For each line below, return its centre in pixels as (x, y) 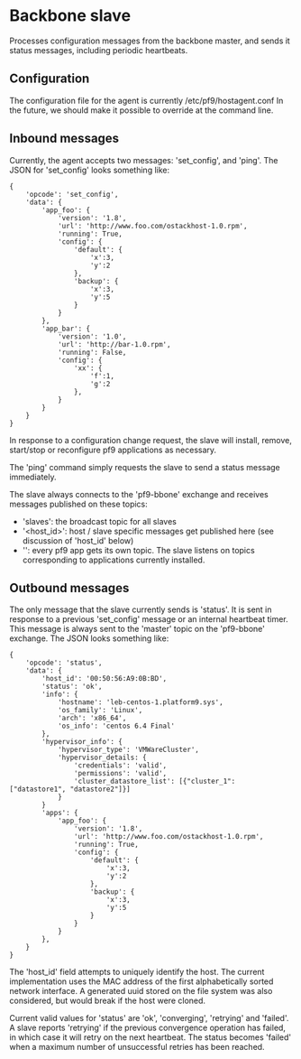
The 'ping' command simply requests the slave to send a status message (145, 467)
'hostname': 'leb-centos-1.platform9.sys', (140, 702)
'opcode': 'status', (64, 663)
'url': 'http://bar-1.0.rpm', (114, 344)
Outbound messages (69, 588)
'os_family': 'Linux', (100, 711)
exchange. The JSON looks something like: (89, 638)
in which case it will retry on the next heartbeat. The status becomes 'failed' (150, 1037)
